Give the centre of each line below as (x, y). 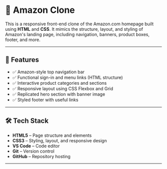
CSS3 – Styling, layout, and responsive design (59, 140)
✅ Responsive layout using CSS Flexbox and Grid (63, 88)
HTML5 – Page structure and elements (52, 135)
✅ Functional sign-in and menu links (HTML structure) (68, 77)
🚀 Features (22, 60)
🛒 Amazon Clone (40, 10)
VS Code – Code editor (36, 146)
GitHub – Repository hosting (41, 156)
